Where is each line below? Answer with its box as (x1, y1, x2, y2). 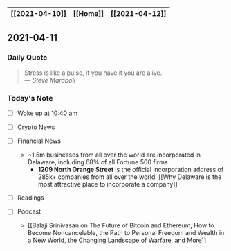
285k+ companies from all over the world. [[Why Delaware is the (37, 173, 222, 181)
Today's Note (7, 93, 53, 103)
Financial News (17, 137, 61, 145)
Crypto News (17, 123, 55, 131)
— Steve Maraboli (24, 76, 76, 84)
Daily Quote (7, 53, 48, 62)
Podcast (17, 207, 41, 216)
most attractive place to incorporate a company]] (37, 180, 178, 189)
